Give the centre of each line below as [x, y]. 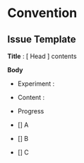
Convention [42, 13]
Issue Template [42, 39]
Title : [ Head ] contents [42, 56]
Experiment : [36, 84]
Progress [31, 111]
